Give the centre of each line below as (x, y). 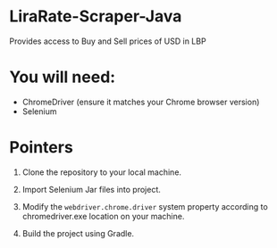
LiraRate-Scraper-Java (96, 17)
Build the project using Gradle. (78, 233)
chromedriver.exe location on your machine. (103, 216)
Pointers (41, 148)
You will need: (63, 77)
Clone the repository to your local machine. (101, 172)
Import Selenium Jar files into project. (91, 189)
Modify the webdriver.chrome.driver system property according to (145, 206)
